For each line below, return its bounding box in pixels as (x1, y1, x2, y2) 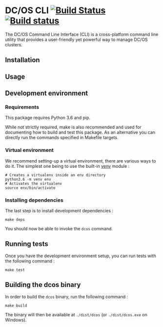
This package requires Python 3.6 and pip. (5, 115, 91, 121)
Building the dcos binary (5, 281, 81, 289)
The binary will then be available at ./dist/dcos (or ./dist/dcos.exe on (5, 311, 147, 317)
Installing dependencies (5, 197, 63, 204)
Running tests (5, 240, 49, 248)
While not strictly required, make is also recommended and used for (5, 124, 142, 130)
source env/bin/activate (5, 185, 56, 190)
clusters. (5, 41, 23, 47)
